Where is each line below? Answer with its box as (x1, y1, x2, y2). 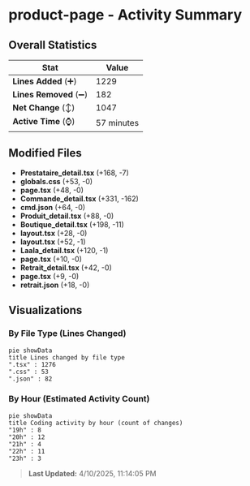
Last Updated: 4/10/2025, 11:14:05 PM (28, 468, 157, 478)
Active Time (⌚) (12, 116, 75, 127)
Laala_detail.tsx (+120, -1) (19, 245, 109, 255)
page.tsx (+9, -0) (19, 271, 80, 281)
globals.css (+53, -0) (19, 176, 93, 186)
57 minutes (95, 117, 140, 128)
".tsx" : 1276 (8, 360, 57, 368)
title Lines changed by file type (8, 353, 126, 362)
